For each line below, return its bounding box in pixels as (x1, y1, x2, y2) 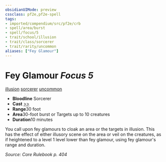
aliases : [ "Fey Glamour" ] (5, 48, 58, 53)
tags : (5, 16, 16, 21)
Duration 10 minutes (12, 117, 53, 122)
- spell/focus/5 (5, 30, 39, 35)
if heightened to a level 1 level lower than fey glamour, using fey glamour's (5, 137, 156, 143)
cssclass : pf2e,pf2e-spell (5, 12, 61, 17)
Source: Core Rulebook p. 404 (5, 152, 67, 158)
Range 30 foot (12, 106, 41, 112)
